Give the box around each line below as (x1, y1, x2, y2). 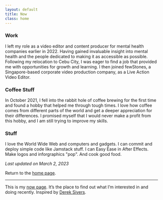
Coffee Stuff (5, 86, 35, 93)
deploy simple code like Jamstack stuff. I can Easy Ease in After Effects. (5, 146, 149, 152)
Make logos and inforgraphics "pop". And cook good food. (5, 151, 122, 157)
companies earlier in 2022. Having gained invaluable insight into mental (5, 48, 148, 54)
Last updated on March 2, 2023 (5, 161, 69, 167)
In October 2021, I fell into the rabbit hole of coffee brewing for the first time (5, 97, 157, 103)
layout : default (5, 7, 38, 12)
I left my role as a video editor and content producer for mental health (5, 43, 144, 49)
